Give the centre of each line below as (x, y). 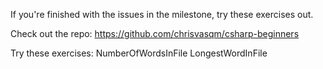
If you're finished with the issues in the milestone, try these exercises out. (162, 14)
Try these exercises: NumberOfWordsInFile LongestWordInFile (139, 53)
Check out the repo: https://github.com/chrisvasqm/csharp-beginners (155, 33)
